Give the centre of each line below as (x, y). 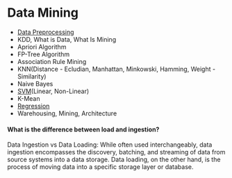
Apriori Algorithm (42, 47)
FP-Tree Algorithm (43, 54)
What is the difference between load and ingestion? (83, 129)
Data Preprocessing (45, 32)
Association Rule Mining (52, 61)
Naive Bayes (35, 83)
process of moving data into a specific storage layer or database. (100, 167)
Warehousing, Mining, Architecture (67, 113)
